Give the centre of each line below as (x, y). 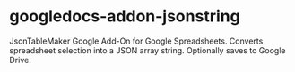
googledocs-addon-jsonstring (125, 16)
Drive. (20, 60)
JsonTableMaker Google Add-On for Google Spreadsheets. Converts (136, 41)
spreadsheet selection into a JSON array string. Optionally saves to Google (147, 50)
